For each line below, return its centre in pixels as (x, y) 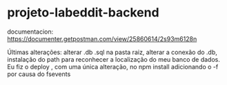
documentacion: (30, 32)
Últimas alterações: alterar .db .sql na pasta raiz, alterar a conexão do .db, (112, 52)
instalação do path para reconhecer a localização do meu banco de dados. (114, 59)
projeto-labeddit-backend (83, 13)
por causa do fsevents (39, 74)
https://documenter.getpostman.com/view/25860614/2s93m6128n (102, 38)
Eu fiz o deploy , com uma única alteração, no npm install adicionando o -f (113, 66)
